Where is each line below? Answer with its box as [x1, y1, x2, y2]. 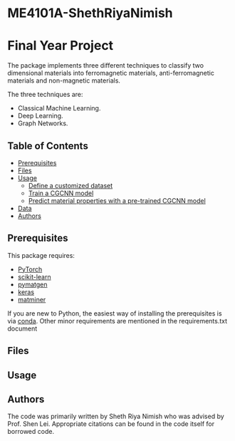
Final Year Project [7, 38, 114, 54]
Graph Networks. [17, 119, 68, 128]
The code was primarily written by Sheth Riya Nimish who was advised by [7, 412, 224, 421]
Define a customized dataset [28, 181, 113, 190]
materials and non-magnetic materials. [7, 76, 121, 85]
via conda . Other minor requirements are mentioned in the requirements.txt [7, 316, 228, 325]
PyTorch [17, 265, 43, 274]
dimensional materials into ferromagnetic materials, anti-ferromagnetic [7, 69, 215, 78]
